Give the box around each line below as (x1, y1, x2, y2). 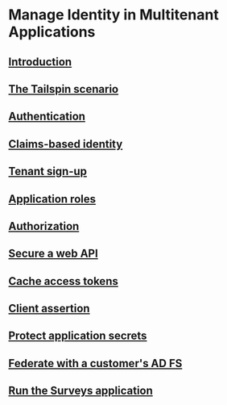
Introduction (8, 55, 72, 69)
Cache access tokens (8, 274, 118, 288)
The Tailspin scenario (8, 82, 119, 96)
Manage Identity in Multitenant (8, 6, 219, 24)
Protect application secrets (8, 329, 147, 343)
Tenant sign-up (8, 165, 87, 178)
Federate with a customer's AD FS (8, 357, 183, 370)
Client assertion (8, 302, 90, 315)
